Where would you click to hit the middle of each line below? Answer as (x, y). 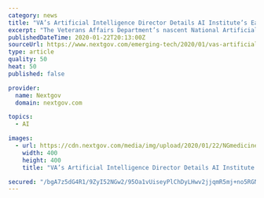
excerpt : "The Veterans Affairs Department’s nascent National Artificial (133, 30)
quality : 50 (27, 60)
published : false (37, 74)
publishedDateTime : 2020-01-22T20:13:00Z (77, 37)
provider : (24, 88)
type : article (31, 52)
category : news (33, 15)
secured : (22, 181)
